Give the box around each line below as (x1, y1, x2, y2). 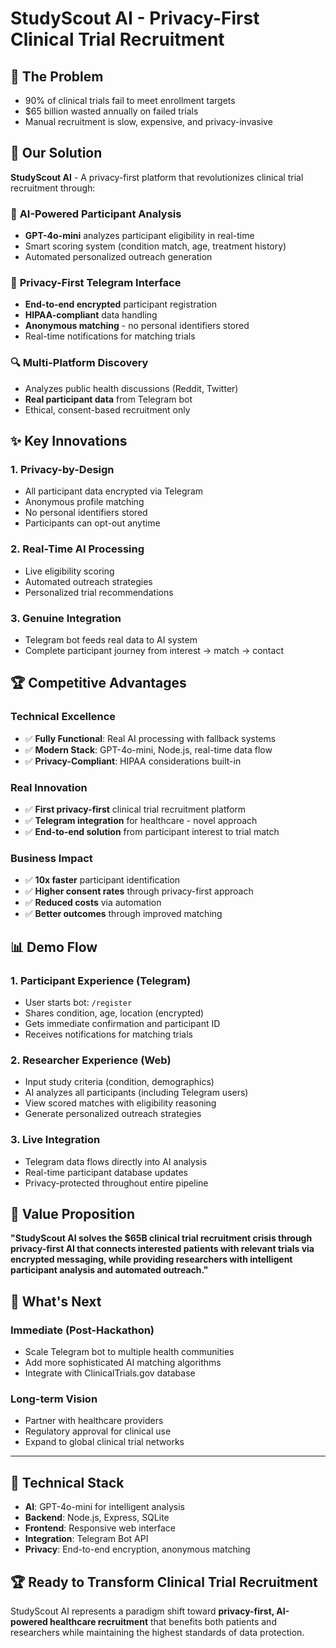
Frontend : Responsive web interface (24, 1522, 176, 1534)
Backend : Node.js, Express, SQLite (24, 1512, 170, 1524)
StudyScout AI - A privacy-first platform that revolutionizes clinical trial (10, 171, 304, 183)
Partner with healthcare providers (24, 1415, 164, 1427)
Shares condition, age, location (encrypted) (24, 1007, 205, 1019)
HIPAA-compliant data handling (24, 309, 158, 321)
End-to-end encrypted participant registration (24, 298, 217, 311)
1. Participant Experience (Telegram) (10, 973, 192, 987)
